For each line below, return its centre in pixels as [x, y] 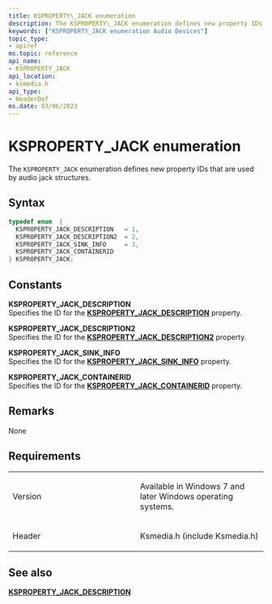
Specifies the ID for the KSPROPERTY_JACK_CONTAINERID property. [125, 385]
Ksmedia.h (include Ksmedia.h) [200, 536]
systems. [157, 506]
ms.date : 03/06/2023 [43, 106]
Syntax [27, 203]
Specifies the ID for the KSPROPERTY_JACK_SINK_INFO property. [120, 361]
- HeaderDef [28, 99]
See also [30, 572]
